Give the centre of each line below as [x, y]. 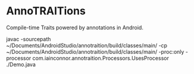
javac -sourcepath [29, 39]
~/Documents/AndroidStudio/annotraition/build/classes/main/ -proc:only [95, 51]
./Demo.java [21, 64]
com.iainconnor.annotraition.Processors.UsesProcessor [101, 58]
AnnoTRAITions [46, 11]
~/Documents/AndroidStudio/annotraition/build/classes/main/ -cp [87, 45]
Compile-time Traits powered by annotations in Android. [75, 27]
